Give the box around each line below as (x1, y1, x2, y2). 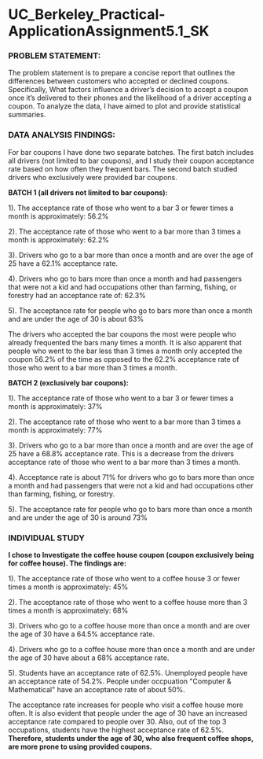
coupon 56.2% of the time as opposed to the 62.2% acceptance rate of (8, 354, 239, 363)
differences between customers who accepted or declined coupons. (8, 76, 230, 86)
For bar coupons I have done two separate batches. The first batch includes (8, 147, 254, 157)
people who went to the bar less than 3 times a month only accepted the (8, 346, 243, 356)
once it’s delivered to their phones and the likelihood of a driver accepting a (8, 93, 253, 103)
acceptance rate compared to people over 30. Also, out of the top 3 (8, 717, 227, 727)
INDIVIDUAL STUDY (8, 532, 85, 543)
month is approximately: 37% (8, 401, 103, 411)
